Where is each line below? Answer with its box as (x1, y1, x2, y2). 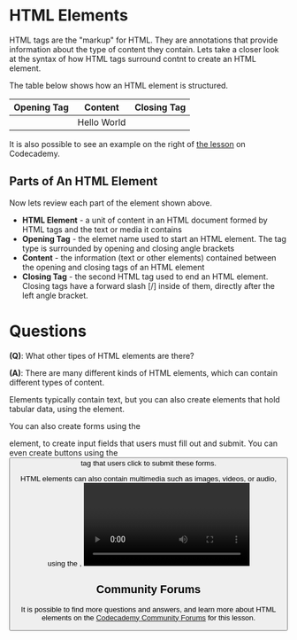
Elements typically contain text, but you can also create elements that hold (9, 394, 280, 404)
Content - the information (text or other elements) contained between (21, 252, 277, 262)
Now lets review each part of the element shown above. (9, 197, 213, 208)
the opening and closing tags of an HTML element (21, 261, 205, 272)
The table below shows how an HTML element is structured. (9, 80, 228, 90)
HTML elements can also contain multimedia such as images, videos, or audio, (20, 474, 277, 484)
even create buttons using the (9, 447, 118, 457)
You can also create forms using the (9, 420, 141, 431)
